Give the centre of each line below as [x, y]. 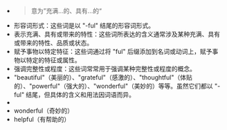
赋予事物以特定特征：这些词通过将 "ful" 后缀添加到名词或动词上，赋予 [113, 52]
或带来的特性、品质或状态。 [53, 43]
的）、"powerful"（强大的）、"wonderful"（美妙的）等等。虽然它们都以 [113, 86]
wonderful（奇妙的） [44, 111]
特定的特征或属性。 [53, 60]
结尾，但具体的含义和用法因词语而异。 [81, 95]
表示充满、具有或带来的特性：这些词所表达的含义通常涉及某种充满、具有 [117, 34]
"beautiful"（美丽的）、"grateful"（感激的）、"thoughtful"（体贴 [103, 77]
